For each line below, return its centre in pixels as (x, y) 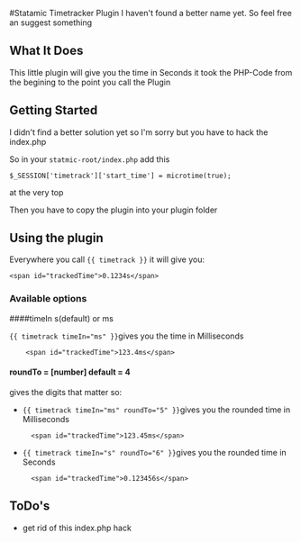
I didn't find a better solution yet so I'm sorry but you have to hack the (139, 132)
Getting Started (54, 110)
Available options (48, 299)
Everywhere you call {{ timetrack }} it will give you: (107, 259)
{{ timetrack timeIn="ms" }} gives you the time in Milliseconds (127, 336)
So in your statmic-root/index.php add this (90, 159)
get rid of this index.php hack (77, 528)
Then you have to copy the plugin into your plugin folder (114, 210)
